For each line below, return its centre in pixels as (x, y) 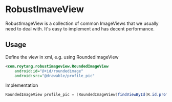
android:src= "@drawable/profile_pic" (55, 76)
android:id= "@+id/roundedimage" (49, 71)
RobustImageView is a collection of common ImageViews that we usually (82, 23)
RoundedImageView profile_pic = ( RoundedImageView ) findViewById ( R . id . (82, 95)
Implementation (22, 85)
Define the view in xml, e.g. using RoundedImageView (62, 57)
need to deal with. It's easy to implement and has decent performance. (80, 28)
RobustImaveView (45, 9)
